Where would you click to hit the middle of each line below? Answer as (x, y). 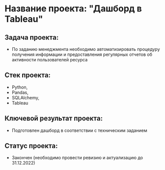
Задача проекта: (32, 37)
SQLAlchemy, (26, 97)
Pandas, (20, 92)
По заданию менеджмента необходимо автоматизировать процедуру (86, 49)
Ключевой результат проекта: (54, 118)
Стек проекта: (28, 75)
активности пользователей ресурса (50, 60)
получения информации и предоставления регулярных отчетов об (82, 54)
